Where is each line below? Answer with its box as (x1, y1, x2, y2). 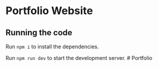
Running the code (5, 28, 72, 38)
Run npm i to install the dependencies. (5, 43, 99, 50)
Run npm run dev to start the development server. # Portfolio (5, 55, 153, 61)
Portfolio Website (5, 4, 93, 18)
